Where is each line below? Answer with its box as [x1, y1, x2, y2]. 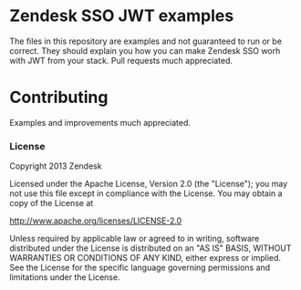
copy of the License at [9, 198, 94, 209]
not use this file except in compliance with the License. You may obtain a [9, 188, 283, 199]
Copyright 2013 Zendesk [9, 161, 102, 171]
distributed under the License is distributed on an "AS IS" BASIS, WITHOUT [9, 243, 292, 254]
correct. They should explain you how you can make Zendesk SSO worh [9, 45, 281, 56]
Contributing [9, 88, 109, 108]
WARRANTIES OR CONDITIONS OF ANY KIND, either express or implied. [9, 253, 281, 264]
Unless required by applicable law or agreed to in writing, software [9, 233, 260, 244]
